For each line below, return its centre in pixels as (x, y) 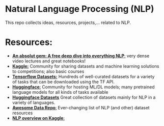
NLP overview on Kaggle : (38, 118)
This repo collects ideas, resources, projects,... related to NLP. (68, 22)
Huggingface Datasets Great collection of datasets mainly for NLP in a (84, 97)
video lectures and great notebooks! (49, 61)
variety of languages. (34, 102)
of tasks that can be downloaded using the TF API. (63, 82)
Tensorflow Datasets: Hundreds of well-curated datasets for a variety (83, 76)
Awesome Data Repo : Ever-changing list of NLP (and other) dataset (81, 107)
